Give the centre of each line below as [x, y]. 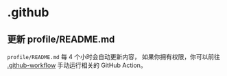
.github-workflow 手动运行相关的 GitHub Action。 [77, 65]
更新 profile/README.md [61, 39]
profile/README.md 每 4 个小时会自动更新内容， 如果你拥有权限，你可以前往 [114, 57]
